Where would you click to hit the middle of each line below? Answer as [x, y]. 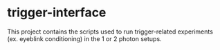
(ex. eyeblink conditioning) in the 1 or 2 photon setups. [84, 38]
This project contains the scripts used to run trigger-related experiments [110, 32]
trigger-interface [57, 13]
